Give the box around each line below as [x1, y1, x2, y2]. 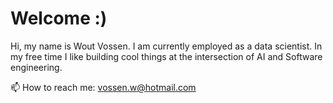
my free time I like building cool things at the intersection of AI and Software [10, 50, 323, 62]
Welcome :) [10, 7, 108, 30]
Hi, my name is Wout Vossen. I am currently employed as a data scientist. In [10, 40, 323, 52]
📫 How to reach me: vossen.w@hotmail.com [10, 81, 197, 93]
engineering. [10, 61, 63, 73]
